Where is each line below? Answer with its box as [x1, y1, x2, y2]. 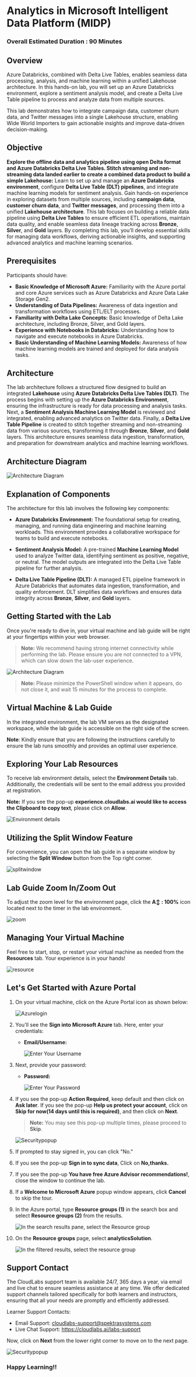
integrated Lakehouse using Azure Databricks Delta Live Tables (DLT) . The [6, 390, 190, 397]
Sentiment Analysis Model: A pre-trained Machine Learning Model [15, 546, 179, 553]
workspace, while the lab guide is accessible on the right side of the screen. [6, 724, 190, 732]
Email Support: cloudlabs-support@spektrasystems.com [15, 1320, 152, 1327]
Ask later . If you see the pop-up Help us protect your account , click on [15, 1101, 188, 1109]
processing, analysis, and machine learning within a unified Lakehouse [6, 77, 177, 84]
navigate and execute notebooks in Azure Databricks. [15, 332, 144, 340]
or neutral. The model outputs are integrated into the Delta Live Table [15, 558, 181, 565]
